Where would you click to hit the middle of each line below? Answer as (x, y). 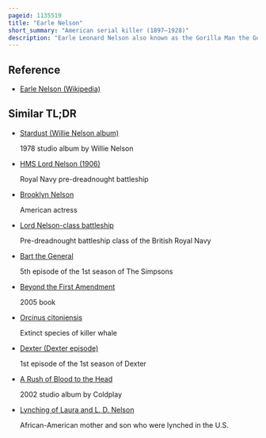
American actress (48, 209)
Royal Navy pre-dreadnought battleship (84, 179)
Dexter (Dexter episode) (59, 348)
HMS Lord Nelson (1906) (60, 163)
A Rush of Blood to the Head (66, 378)
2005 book (38, 302)
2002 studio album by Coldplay (71, 394)
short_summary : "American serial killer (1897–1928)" (99, 30)
